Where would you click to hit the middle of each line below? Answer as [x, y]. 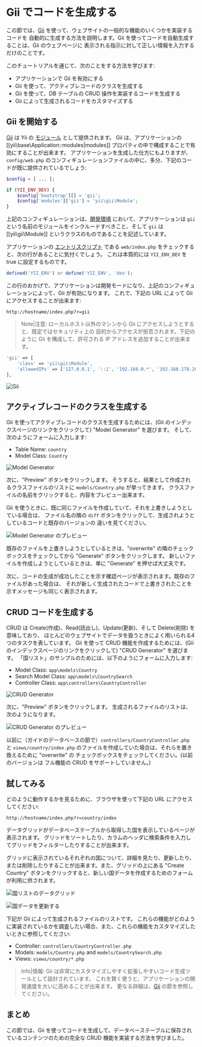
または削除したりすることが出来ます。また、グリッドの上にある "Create [95, 865]
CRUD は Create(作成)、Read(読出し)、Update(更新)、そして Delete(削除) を [101, 628]
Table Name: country [41, 449]
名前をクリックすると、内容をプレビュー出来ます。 [85, 495]
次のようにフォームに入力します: [47, 437]
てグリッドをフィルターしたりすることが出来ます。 [69, 845]
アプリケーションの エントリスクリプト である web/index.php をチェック [95, 247]
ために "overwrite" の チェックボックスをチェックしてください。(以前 [108, 755]
